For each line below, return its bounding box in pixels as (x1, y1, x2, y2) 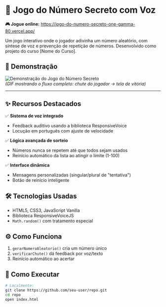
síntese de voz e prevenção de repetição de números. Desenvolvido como (5, 43, 157, 49)
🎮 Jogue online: (5, 21, 40, 27)
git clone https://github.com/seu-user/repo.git (5, 288, 107, 293)
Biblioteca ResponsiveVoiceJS (12, 213, 74, 219)
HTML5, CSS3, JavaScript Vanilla (12, 207, 80, 213)
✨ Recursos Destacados (5, 100, 82, 108)
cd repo (5, 292, 21, 297)
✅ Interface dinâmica (5, 162, 50, 168)
